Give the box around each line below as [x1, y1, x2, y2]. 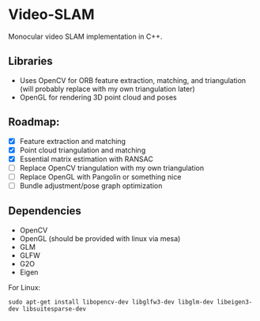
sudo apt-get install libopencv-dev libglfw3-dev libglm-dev [8, 298, 214, 306]
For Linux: [8, 282, 41, 292]
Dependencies [8, 204, 81, 218]
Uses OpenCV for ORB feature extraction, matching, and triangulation [19, 75, 247, 85]
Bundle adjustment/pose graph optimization [19, 180, 163, 191]
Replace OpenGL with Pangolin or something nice [19, 172, 182, 181]
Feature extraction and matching [19, 136, 126, 145]
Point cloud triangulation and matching [19, 145, 146, 155]
